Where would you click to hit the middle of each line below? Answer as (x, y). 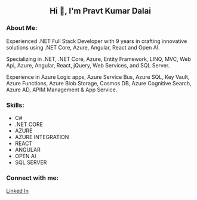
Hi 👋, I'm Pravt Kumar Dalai (100, 11)
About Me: (22, 28)
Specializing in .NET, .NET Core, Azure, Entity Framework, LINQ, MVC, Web (98, 59)
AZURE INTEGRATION (42, 137)
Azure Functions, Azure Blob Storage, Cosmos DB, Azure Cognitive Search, (99, 83)
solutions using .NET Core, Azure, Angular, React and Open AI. (83, 47)
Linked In (17, 191)
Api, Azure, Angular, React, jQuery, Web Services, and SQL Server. (88, 65)
